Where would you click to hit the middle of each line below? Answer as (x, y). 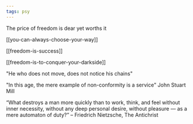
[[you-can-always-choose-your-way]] (52, 39)
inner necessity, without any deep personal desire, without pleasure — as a (96, 108)
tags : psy (18, 11)
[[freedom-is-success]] (35, 51)
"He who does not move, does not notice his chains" (69, 73)
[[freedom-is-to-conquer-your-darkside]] (56, 62)
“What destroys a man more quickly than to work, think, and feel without (93, 102)
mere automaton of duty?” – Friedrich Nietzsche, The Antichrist (82, 115)
